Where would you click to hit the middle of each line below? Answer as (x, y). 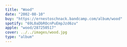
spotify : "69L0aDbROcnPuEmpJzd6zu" (42, 23)
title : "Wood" (20, 10)
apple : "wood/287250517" (31, 28)
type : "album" (20, 37)
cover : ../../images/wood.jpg (36, 32)
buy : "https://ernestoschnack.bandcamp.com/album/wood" (64, 19)
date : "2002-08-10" (25, 14)
